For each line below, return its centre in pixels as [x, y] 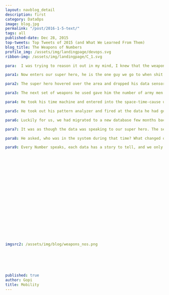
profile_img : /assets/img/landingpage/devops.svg [58, 52]
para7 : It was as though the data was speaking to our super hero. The [82, 129]
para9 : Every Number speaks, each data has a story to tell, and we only [84, 147]
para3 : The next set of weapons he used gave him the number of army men [84, 93]
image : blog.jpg [22, 24]
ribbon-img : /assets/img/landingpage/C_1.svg [54, 57]
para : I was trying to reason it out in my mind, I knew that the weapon [85, 66]
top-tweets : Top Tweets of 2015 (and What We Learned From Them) [75, 43]
